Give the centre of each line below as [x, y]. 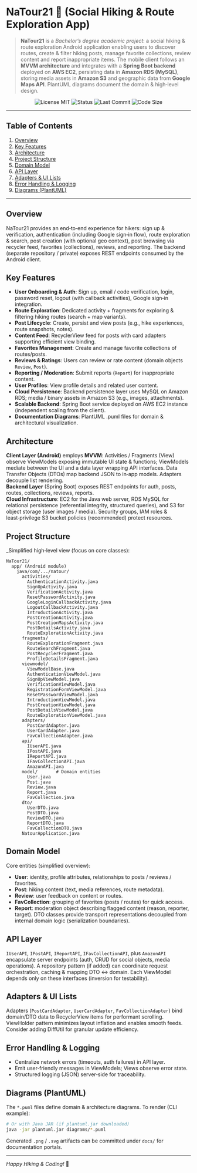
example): [18, 1113]
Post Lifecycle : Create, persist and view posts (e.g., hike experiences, [99, 323]
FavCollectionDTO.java [55, 828]
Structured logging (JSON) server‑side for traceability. [80, 1074]
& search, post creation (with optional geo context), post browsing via [90, 241]
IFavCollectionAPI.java [56, 761]
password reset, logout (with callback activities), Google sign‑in [91, 298]
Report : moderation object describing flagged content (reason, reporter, [102, 908]
